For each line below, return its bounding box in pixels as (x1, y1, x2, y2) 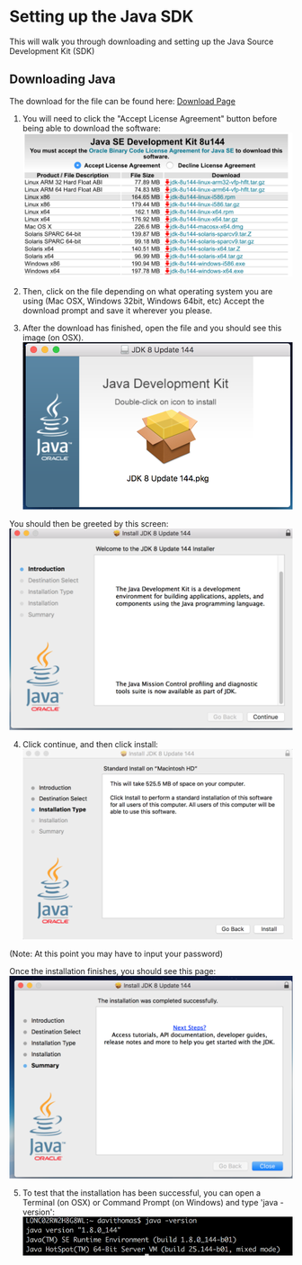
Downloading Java (9, 72, 116, 87)
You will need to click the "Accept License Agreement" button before (22, 113, 278, 123)
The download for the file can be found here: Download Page (9, 95, 236, 106)
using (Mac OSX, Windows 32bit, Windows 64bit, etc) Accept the (22, 295, 265, 306)
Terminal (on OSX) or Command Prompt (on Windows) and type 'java (22, 1197, 279, 1207)
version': (22, 1206, 56, 1217)
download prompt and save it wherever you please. (22, 304, 213, 316)
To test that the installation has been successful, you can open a (22, 1187, 262, 1198)
